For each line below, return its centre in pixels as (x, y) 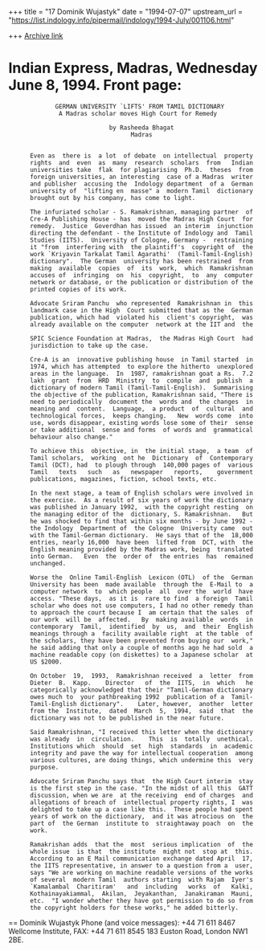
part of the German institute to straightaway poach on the (141, 823)
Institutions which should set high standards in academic (141, 746)
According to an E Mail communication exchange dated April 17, (141, 859)
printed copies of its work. (78, 289)
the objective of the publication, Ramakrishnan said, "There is (141, 394)
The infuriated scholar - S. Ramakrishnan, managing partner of (141, 212)
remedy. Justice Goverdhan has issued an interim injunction (141, 226)
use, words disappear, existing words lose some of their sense (141, 422)
